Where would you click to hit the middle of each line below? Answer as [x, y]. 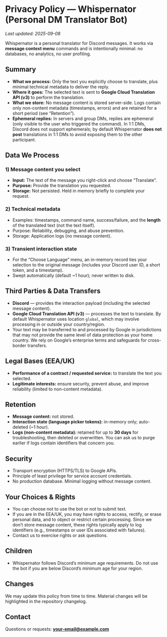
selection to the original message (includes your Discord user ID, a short [86, 265]
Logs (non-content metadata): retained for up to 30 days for [75, 432]
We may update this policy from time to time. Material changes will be [76, 596]
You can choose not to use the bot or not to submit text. [69, 509]
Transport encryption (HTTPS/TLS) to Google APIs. [65, 471]
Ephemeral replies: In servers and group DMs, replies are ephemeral [83, 119]
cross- [155, 340]
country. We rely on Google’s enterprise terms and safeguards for [80, 340]
